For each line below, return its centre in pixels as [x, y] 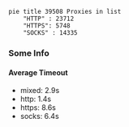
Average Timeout [38, 72]
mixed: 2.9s [40, 91]
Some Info [29, 53]
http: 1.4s [35, 99]
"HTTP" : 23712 [49, 19]
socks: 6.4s [39, 116]
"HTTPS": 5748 [47, 26]
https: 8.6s [38, 108]
